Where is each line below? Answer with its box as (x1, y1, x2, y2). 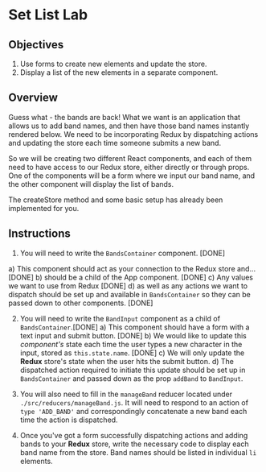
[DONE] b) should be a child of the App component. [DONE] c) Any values (8, 272, 253, 282)
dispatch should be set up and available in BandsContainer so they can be (8, 289, 252, 299)
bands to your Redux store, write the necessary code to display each (19, 439, 249, 449)
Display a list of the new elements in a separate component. (19, 68, 219, 77)
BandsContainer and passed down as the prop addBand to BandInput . (19, 373, 243, 383)
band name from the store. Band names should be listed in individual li (19, 447, 257, 457)
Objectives (8, 38, 64, 52)
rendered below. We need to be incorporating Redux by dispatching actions (8, 129, 259, 139)
